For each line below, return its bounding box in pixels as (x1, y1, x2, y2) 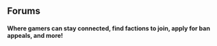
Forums (7, 5, 41, 17)
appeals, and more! (7, 31, 64, 39)
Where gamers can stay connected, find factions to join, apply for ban (7, 24, 211, 32)
